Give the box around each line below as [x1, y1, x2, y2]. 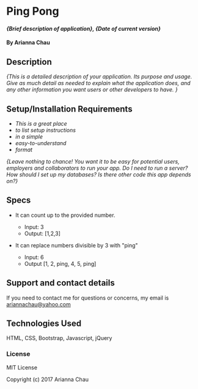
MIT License [6, 363, 38, 371]
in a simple [15, 133, 43, 140]
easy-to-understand [15, 140, 67, 146]
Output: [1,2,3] [24, 230, 61, 237]
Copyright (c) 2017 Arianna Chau [6, 376, 89, 383]
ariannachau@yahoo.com [6, 300, 71, 308]
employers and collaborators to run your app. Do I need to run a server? [6, 164, 188, 172]
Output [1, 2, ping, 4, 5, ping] [24, 260, 97, 267]
